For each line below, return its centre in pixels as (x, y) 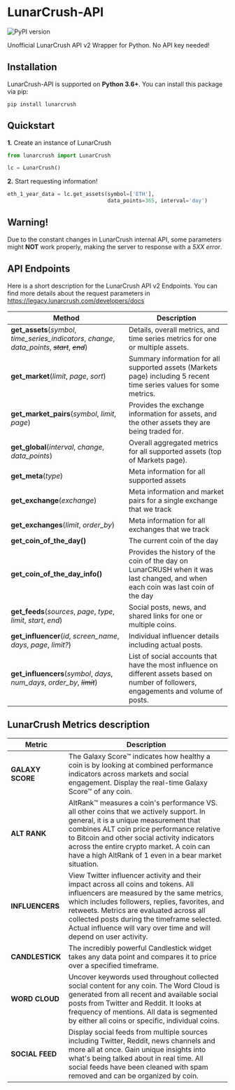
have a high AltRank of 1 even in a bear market (145, 855)
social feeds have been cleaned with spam (138, 1067)
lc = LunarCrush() (34, 168)
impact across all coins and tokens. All (131, 884)
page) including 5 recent (169, 376)
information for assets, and (172, 414)
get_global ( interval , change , (58, 447)
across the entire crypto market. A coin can (140, 846)
